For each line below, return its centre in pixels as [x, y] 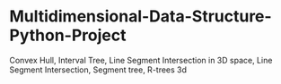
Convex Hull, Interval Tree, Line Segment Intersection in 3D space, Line [141, 60]
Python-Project [68, 35]
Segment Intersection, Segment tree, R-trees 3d [98, 70]
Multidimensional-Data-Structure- [140, 17]
